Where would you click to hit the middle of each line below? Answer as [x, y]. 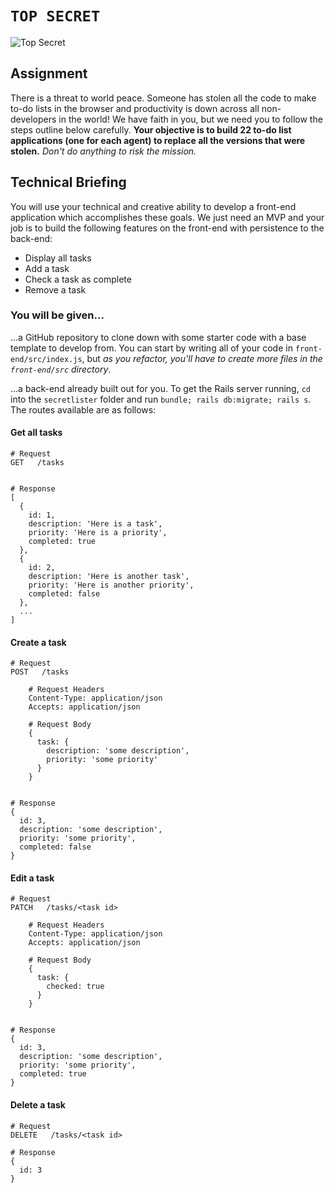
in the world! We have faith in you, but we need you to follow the [190, 119]
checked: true [75, 987]
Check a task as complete [78, 279]
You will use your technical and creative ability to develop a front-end [153, 206]
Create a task [38, 642]
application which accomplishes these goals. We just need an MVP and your [167, 217]
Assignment [49, 73]
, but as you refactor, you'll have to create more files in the [202, 358]
